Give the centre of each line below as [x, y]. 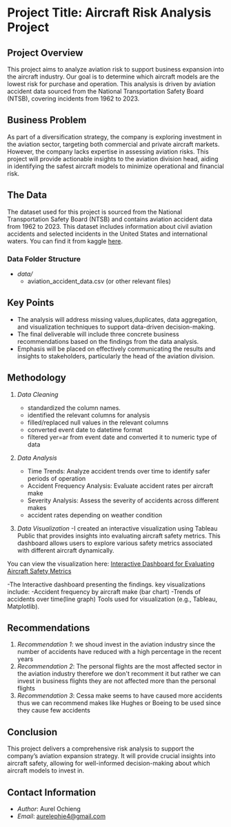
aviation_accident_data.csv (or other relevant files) [99, 281]
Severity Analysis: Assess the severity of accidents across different [123, 500]
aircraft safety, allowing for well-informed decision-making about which [109, 764]
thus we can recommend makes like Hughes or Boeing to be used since [119, 703]
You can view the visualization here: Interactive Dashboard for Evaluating [111, 564]
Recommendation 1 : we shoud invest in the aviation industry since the [116, 644]
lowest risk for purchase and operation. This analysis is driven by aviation [111, 84]
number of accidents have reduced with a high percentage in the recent [119, 652]
